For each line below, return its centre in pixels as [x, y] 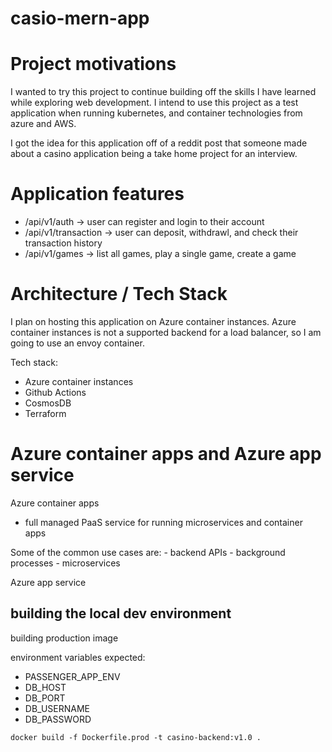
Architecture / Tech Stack [119, 294]
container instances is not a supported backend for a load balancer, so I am [166, 332]
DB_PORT [45, 698]
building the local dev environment [121, 613]
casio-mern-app [80, 18]
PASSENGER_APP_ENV [72, 676]
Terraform [45, 413]
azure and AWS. [43, 124]
